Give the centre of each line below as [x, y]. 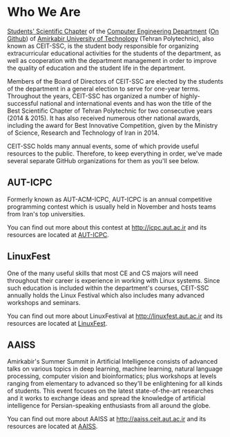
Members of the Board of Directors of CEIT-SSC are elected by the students [115, 81]
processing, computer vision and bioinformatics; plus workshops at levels [112, 376]
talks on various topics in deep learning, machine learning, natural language [115, 369]
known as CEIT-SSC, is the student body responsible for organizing [103, 46]
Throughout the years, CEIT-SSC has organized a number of [93, 96]
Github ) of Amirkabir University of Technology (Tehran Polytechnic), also [111, 38]
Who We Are [44, 12]
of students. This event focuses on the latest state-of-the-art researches [111, 391]
